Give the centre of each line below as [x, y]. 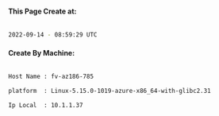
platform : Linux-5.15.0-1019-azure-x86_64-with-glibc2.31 [110, 91]
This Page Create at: [42, 11]
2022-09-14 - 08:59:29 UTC [53, 35]
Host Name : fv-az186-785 [51, 77]
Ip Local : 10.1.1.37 [46, 106]
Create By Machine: [42, 52]
